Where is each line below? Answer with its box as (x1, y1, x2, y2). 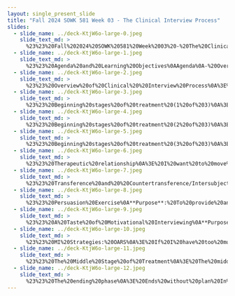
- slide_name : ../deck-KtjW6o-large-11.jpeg (13, 245, 145, 253)
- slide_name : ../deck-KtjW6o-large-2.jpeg (13, 69, 142, 76)
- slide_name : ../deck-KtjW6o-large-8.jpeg (13, 187, 142, 194)
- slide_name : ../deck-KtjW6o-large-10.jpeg (13, 225, 145, 232)
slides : (7, 23, 30, 30)
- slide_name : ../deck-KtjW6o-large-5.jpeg (13, 128, 142, 135)
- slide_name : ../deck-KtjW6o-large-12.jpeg (13, 264, 145, 271)
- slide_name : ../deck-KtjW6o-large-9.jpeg (13, 206, 142, 213)
